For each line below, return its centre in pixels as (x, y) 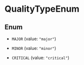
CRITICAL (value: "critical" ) (41, 58)
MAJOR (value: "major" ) (34, 39)
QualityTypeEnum (42, 9)
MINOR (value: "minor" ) (34, 48)
